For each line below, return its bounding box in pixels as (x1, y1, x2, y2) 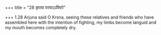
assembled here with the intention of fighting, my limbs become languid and (5, 19, 157, 25)
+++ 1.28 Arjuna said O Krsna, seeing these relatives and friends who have (5, 15, 154, 20)
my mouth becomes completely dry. (5, 25, 77, 30)
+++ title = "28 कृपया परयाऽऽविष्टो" (5, 5, 66, 10)
